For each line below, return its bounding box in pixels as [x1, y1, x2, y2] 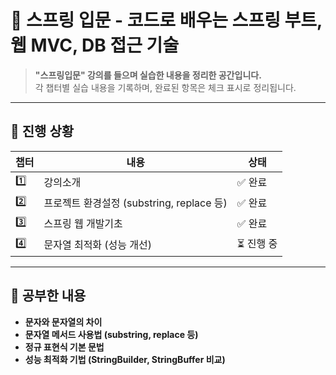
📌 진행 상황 [10, 123, 75, 140]
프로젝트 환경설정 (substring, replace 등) [43, 196, 228, 210]
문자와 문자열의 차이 [24, 316, 103, 328]
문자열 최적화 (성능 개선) [43, 238, 153, 252]
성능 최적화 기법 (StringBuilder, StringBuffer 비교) [24, 353, 226, 365]
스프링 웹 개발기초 [43, 217, 123, 231]
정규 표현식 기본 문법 [24, 341, 105, 353]
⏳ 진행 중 [236, 236, 278, 250]
